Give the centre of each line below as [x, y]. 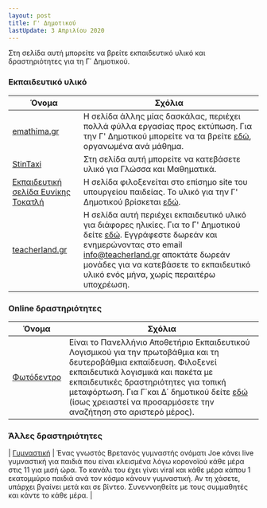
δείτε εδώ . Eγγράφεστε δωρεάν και [150, 234]
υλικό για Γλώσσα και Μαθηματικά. [150, 169]
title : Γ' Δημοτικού [43, 23]
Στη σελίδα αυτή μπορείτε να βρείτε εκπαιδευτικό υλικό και [107, 53]
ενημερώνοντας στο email [133, 244]
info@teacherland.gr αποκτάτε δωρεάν [157, 254]
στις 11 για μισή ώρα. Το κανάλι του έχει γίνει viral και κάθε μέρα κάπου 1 [130, 470]
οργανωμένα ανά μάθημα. [133, 146]
